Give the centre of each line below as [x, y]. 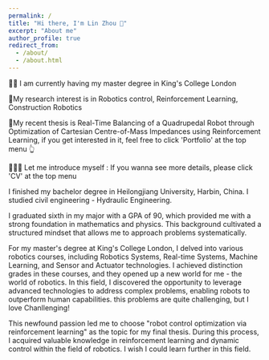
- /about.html [39, 61]
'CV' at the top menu [43, 176]
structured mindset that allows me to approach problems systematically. [128, 233]
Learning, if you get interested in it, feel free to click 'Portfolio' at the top [127, 140]
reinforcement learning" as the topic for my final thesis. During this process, [134, 332]
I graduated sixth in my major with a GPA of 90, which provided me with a [130, 215]
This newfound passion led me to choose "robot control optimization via [128, 323]
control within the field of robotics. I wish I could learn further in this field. [130, 349]
